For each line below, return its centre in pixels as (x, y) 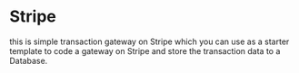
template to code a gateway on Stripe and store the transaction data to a (145, 50)
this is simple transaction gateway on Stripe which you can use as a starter (149, 41)
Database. (29, 60)
